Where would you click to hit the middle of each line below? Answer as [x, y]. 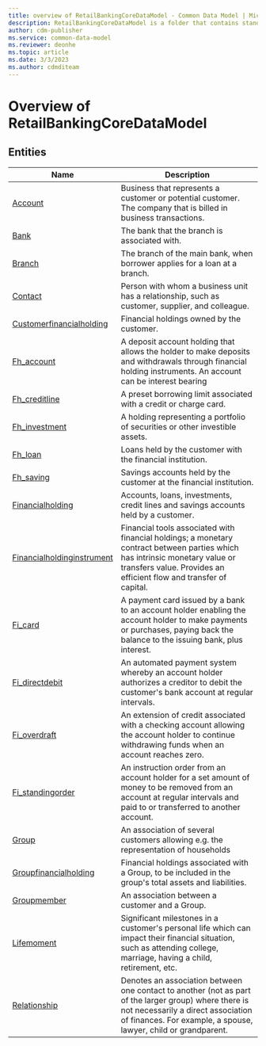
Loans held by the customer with [182, 449]
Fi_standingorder [44, 792]
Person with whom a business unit [184, 286]
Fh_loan [27, 454]
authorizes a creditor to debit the [182, 682]
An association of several [168, 830]
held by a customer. [158, 514]
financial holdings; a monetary [177, 537]
